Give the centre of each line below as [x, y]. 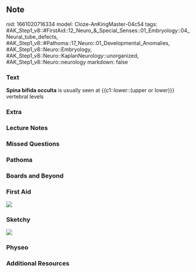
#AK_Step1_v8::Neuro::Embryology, [49, 49]
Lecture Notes [27, 128]
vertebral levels [25, 97]
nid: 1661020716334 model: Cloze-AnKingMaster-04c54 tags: [82, 24]
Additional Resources [38, 264]
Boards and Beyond [35, 176]
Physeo [17, 248]
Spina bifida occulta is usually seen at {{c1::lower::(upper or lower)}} [90, 90]
